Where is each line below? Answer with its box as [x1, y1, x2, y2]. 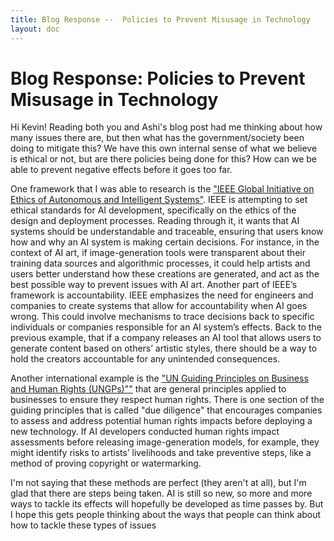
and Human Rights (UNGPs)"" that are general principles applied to [10, 383, 287, 395]
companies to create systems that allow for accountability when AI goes [10, 300, 308, 312]
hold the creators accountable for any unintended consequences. [10, 353, 281, 365]
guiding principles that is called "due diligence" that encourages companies [10, 404, 323, 416]
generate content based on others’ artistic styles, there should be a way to [10, 342, 318, 355]
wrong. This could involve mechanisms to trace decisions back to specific [10, 311, 315, 323]
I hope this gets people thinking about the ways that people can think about [10, 509, 322, 521]
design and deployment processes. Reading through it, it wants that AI [10, 215, 300, 227]
